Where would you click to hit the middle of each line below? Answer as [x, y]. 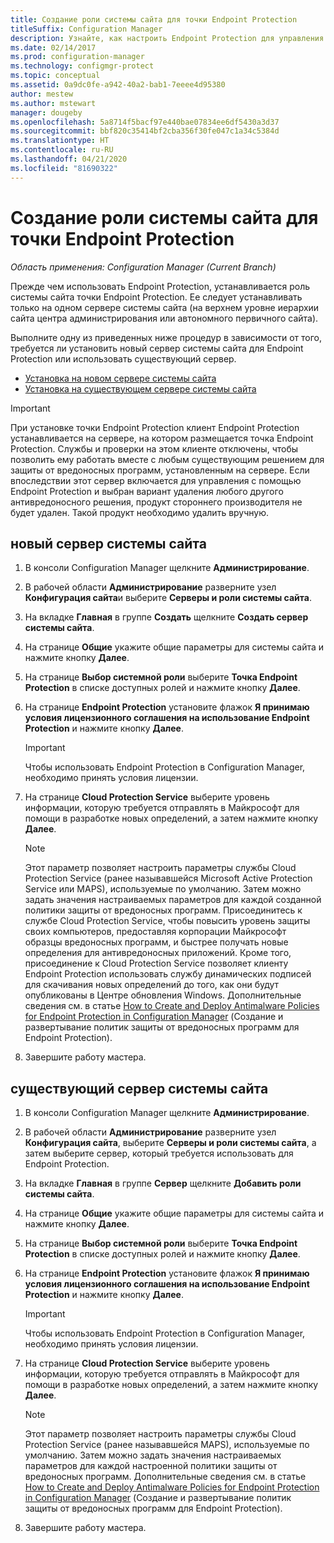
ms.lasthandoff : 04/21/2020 [69, 159]
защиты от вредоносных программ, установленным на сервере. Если [160, 470]
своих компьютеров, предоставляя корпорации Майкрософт [155, 932]
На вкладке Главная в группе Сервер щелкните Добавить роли [163, 1183]
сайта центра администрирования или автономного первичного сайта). [164, 318]
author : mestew [42, 94]
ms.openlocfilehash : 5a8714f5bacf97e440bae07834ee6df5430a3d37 [145, 122]
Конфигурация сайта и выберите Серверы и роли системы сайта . [168, 598]
